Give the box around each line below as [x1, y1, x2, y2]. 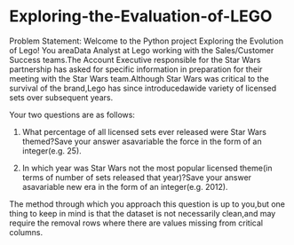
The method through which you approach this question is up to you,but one [9, 198, 286, 209]
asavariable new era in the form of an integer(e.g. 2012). [21, 181, 228, 192]
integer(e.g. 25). [21, 145, 82, 156]
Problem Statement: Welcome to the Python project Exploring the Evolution [9, 36, 284, 46]
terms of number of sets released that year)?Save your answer [21, 171, 251, 183]
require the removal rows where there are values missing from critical [9, 217, 264, 228]
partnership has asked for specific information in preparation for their [9, 64, 263, 75]
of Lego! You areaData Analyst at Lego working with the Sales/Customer [9, 44, 274, 55]
